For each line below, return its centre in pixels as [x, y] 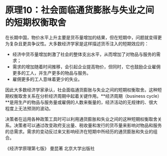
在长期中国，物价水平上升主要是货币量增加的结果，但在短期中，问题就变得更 [83, 37]
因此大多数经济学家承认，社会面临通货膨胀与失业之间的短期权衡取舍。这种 [81, 90]
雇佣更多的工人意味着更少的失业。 [47, 79]
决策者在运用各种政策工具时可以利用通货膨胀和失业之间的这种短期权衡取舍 [81, 119]
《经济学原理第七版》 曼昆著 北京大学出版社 [50, 148]
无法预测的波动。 [36, 108]
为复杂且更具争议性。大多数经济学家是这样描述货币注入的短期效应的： [77, 43]
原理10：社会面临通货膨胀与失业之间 [80, 10]
